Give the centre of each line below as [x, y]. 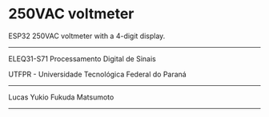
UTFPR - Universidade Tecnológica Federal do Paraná [97, 74]
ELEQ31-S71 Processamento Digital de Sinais [82, 58]
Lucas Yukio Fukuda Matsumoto [61, 97]
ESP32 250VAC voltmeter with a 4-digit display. [87, 36]
